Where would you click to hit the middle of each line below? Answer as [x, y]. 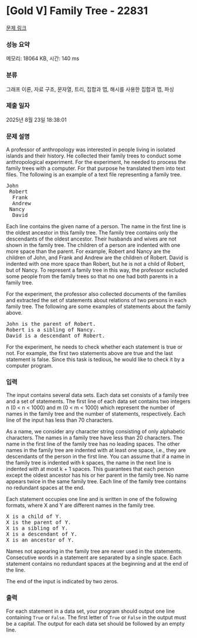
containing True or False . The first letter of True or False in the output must [96, 617]
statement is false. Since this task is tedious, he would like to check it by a [95, 359]
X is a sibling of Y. [37, 528]
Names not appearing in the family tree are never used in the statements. [94, 552]
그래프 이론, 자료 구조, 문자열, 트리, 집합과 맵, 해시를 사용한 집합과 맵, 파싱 [90, 89]
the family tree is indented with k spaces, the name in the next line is [89, 463]
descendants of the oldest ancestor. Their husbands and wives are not [91, 239]
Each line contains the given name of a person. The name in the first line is [96, 226]
